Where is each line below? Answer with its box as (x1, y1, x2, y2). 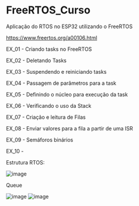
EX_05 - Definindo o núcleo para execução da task (6, 91, 128, 98)
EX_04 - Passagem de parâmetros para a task (6, 80, 117, 87)
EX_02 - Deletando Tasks (6, 57, 67, 64)
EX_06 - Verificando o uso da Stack (6, 102, 92, 109)
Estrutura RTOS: (6, 159, 45, 166)
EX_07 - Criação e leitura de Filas (6, 114, 86, 121)
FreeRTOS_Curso (6, 4, 91, 17)
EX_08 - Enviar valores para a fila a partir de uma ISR (6, 125, 133, 132)
